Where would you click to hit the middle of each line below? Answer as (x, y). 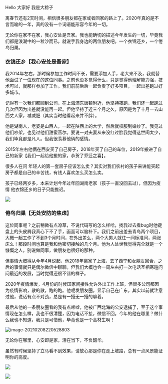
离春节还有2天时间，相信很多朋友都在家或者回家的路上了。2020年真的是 (80, 18)
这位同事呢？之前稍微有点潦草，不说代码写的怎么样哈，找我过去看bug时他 (81, 225)
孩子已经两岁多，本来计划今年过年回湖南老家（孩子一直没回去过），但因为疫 (83, 183)
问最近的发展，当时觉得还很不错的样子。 (47, 273)
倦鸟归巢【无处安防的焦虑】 (38, 213)
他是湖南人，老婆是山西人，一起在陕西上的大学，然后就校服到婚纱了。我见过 (84, 126)
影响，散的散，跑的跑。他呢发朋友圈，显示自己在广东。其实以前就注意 (90, 290)
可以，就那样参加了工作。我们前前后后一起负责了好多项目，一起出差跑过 (84, 86)
